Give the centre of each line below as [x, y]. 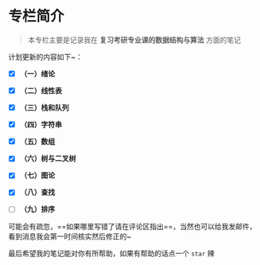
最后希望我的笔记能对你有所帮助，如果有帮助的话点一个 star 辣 [111, 253]
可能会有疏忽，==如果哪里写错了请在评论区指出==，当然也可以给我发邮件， [132, 226]
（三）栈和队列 [44, 107]
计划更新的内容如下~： [46, 57]
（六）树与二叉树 [48, 158]
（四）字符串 [41, 125]
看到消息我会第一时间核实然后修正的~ [70, 236]
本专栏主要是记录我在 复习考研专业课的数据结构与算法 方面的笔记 [134, 40]
